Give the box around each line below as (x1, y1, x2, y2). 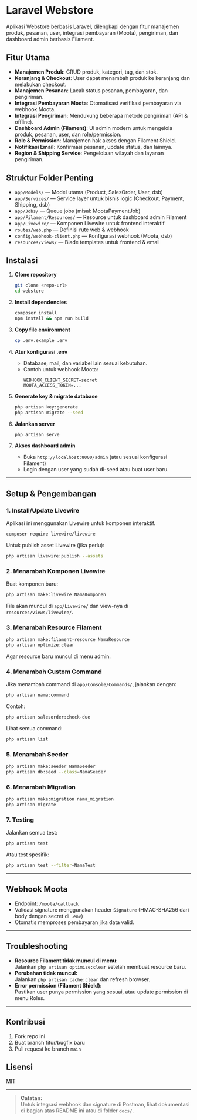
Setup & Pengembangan (6, 488, 97, 498)
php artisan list (6, 736, 49, 742)
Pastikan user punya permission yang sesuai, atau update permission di (14, 988, 188, 995)
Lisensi (6, 1062, 33, 1072)
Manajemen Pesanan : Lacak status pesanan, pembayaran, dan (14, 87, 168, 94)
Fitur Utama (6, 52, 50, 62)
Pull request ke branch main (14, 1045, 81, 1052)
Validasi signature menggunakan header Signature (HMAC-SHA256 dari (14, 906, 189, 913)
